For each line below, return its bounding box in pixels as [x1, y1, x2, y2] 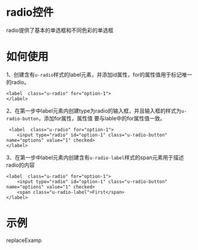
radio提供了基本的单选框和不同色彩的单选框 [6, 27, 114, 34]
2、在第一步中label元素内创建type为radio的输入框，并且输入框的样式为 [6, 107, 182, 114]
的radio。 [6, 78, 30, 86]
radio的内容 [6, 161, 35, 169]
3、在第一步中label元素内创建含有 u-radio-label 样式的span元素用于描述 [6, 154, 184, 161]
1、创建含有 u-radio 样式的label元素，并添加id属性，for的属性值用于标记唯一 [6, 70, 193, 78]
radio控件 [6, 5, 54, 19]
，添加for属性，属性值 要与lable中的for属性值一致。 [38, 114, 166, 122]
